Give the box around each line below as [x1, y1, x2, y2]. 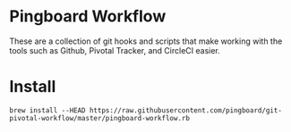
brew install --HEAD [9, 105, 87, 115]
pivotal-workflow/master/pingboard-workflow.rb [9, 113, 191, 122]
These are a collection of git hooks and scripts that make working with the [9, 36, 283, 46]
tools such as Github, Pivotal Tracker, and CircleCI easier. [9, 45, 221, 55]
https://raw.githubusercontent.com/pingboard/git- [89, 105, 282, 115]
